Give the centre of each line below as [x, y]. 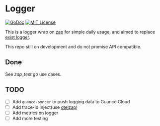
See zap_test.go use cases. [33, 74]
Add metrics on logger [35, 113]
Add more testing [30, 118]
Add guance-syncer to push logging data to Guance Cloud [71, 101]
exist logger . [18, 37]
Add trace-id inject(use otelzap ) [45, 107]
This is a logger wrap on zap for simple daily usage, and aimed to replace [80, 32]
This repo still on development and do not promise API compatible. [73, 46]
